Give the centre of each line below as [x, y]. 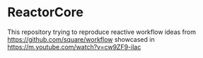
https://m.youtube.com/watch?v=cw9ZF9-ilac [74, 47]
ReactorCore [45, 12]
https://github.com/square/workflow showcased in [81, 39]
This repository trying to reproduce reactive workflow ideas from [102, 32]
